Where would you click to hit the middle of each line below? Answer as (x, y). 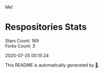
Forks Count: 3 (20, 46)
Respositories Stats (46, 27)
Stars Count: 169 (22, 40)
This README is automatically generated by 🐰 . (52, 65)
